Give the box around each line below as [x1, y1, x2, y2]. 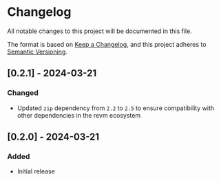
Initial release [17, 167, 55, 175]
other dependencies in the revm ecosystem [17, 111, 141, 119]
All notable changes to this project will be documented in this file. [7, 27, 193, 35]
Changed [7, 88, 39, 98]
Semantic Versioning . [7, 47, 67, 56]
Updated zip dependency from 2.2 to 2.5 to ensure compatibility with [17, 104, 215, 112]
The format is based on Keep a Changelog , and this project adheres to [7, 40, 207, 48]
